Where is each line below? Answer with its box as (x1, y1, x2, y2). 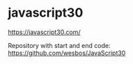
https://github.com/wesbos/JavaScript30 (8, 49, 126, 57)
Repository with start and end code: (8, 41, 111, 49)
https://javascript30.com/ (8, 28, 81, 36)
